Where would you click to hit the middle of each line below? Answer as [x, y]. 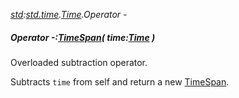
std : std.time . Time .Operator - [69, 14]
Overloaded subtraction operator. [79, 62]
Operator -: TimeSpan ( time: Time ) [83, 37]
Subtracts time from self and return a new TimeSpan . [120, 81]
